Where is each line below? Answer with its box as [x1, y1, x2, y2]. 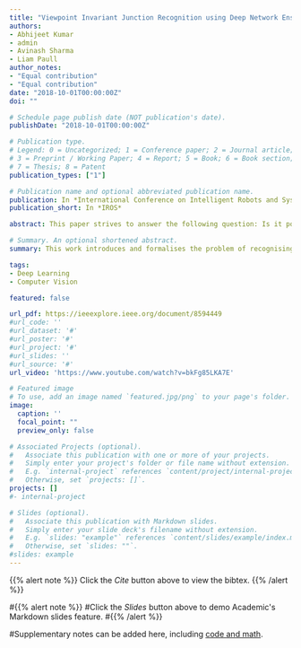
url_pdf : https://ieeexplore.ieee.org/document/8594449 [9, 310, 222, 319]
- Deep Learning [9, 268, 70, 278]
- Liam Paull [9, 55, 58, 64]
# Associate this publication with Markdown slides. [9, 517, 219, 526]
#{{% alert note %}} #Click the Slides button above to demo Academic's [9, 601, 276, 612]
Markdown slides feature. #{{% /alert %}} [9, 611, 163, 622]
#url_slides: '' [9, 351, 70, 360]
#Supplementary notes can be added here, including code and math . [9, 628, 263, 639]
